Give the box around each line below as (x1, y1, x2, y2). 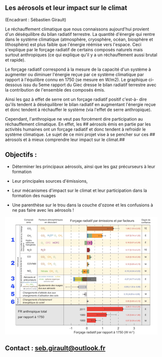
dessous (5, 82, 22, 88)
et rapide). (5, 57, 26, 62)
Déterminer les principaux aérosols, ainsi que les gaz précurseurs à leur (12, 163, 156, 169)
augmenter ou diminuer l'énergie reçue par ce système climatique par (5, 71, 144, 77)
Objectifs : (5, 151, 37, 159)
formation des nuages (12, 192, 56, 198)
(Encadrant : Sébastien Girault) (5, 16, 67, 22)
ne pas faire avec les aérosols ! (12, 207, 74, 213)
